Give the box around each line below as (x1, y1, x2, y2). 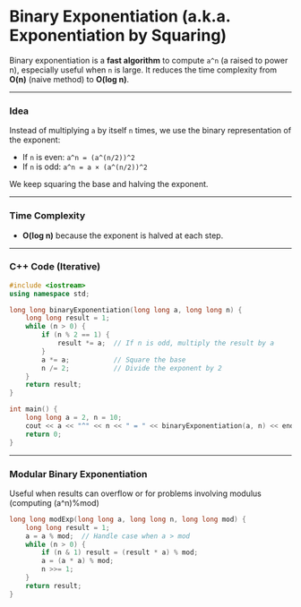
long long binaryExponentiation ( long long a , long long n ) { (9, 305, 243, 314)
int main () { (9, 405, 58, 414)
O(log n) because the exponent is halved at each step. (21, 230, 224, 241)
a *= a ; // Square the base (41, 355, 186, 364)
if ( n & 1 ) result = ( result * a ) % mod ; (41, 548, 199, 557)
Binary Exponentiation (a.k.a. (9, 6, 231, 27)
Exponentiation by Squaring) (9, 25, 227, 46)
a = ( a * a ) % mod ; (41, 557, 115, 566)
